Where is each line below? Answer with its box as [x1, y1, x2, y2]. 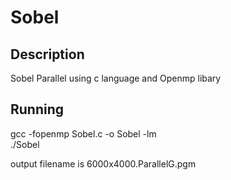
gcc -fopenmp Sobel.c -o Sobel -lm [10, 127, 157, 140]
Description [10, 46, 85, 63]
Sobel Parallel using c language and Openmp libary [10, 72, 222, 84]
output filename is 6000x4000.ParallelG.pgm [10, 157, 197, 170]
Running [10, 101, 65, 118]
